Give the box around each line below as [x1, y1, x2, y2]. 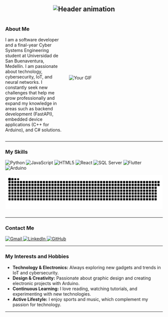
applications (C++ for [5, 122, 49, 128]
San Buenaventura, [5, 58, 44, 64]
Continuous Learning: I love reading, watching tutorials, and [12, 286, 137, 292]
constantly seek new [5, 84, 48, 90]
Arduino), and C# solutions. [5, 127, 61, 133]
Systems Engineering [5, 47, 49, 53]
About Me [5, 25, 30, 32]
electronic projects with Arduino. [12, 280, 80, 286]
